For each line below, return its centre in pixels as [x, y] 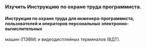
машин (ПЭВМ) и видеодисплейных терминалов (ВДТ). [63, 39]
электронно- [115, 23]
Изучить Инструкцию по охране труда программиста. [73, 7]
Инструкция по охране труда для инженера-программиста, [70, 18]
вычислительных [24, 29]
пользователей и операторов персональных [53, 23]
